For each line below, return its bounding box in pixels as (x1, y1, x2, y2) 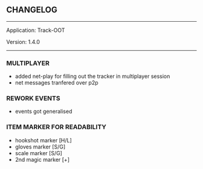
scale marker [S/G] (14, 149, 62, 156)
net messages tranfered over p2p (14, 79, 98, 86)
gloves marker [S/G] (14, 143, 66, 150)
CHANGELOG (6, 5, 57, 15)
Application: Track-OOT (6, 27, 65, 34)
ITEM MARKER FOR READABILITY (6, 123, 107, 132)
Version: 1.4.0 (6, 38, 40, 45)
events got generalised (14, 108, 72, 115)
